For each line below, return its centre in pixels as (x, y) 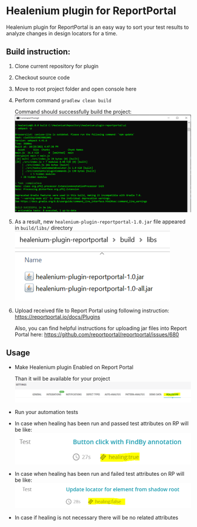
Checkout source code (42, 77)
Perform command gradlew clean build (63, 100)
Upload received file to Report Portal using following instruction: (92, 311)
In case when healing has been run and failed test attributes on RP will (99, 474)
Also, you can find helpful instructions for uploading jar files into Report (101, 328)
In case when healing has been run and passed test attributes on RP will (101, 423)
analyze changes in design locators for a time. (62, 33)
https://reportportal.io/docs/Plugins (57, 316)
